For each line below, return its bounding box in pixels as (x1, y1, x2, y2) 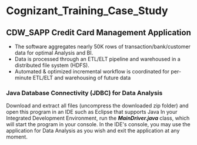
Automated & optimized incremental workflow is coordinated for (14, 68, 170, 75)
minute (14, 75, 32, 81)
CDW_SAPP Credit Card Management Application (6, 28, 191, 38)
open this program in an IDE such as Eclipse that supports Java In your (6, 109, 178, 116)
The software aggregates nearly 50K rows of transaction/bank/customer (14, 43, 191, 50)
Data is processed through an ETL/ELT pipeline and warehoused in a (14, 56, 181, 62)
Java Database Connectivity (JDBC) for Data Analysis (6, 89, 163, 97)
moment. (6, 133, 28, 140)
